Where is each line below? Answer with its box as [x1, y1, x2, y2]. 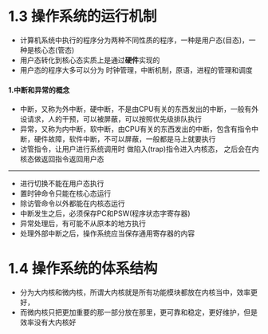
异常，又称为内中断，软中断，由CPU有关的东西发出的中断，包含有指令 [19, 125, 252, 134]
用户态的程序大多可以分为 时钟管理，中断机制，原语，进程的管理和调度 [19, 65, 253, 74]
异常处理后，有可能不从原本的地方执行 [19, 219, 146, 229]
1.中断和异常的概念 [8, 85, 70, 94]
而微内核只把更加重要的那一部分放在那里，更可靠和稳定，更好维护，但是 [19, 308, 258, 317]
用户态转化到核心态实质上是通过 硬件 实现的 [19, 55, 160, 65]
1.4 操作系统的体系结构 [8, 260, 158, 278]
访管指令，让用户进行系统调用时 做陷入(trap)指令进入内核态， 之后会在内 [19, 145, 259, 154]
